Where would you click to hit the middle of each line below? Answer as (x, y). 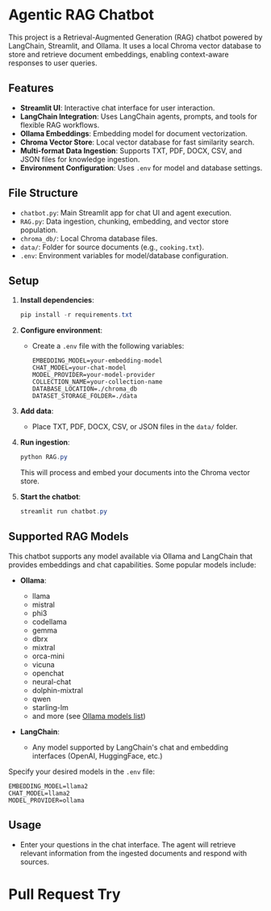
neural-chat (51, 681)
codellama (49, 621)
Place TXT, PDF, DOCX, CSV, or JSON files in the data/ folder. (135, 427)
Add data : (37, 411)
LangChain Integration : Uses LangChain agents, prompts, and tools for (139, 116)
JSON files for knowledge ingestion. (80, 159)
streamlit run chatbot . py (63, 512)
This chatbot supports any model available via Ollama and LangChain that (131, 556)
